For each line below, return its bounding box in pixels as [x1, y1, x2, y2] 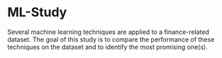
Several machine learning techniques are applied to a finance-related [7, 28, 209, 36]
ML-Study [7, 4, 67, 21]
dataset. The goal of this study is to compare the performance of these [7, 35, 215, 43]
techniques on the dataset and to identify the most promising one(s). [7, 42, 208, 51]
